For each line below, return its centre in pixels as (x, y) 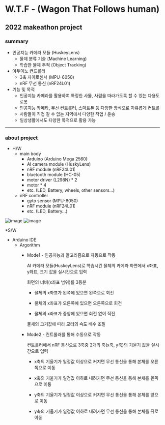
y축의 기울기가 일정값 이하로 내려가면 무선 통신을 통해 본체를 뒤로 (96, 411)
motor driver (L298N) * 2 (52, 180)
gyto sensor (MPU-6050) (52, 201)
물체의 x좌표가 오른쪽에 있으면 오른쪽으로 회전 (78, 303)
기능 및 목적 (24, 89)
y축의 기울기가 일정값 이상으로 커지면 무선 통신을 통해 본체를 (92, 395)
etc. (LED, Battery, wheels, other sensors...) (71, 190)
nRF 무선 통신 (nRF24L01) (45, 83)
